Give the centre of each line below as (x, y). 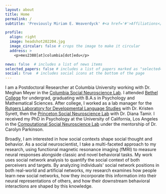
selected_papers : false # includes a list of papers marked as (72, 69)
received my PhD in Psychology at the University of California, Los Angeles (82, 119)
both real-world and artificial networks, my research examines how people (81, 170)
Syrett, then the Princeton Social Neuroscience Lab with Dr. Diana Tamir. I (80, 114)
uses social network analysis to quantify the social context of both (72, 160)
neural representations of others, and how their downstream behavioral (78, 181)
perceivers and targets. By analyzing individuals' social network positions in (82, 165)
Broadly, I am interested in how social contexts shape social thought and (79, 139)
